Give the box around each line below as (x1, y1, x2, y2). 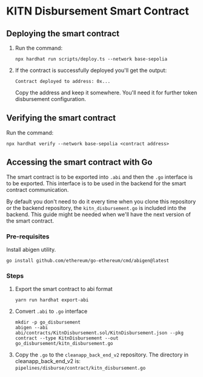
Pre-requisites (6, 232, 50, 240)
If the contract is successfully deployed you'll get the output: (15, 67, 167, 74)
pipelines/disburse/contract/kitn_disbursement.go (15, 365, 146, 372)
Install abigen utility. (6, 246, 56, 253)
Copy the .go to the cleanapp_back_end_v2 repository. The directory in (15, 351, 189, 358)
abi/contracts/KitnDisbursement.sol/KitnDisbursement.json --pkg (15, 330, 184, 336)
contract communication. (6, 186, 69, 193)
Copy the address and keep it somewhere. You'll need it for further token (15, 89, 198, 96)
